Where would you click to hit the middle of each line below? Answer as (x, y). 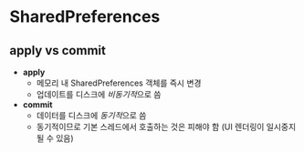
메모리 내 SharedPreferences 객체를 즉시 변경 (119, 83)
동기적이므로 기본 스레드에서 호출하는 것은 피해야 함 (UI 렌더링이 (150, 127)
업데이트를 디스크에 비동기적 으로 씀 (99, 94)
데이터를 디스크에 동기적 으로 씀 (91, 115)
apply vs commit (58, 51)
